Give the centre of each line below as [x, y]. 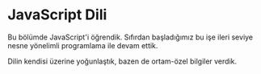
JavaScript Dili [57, 15]
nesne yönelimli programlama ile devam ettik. [83, 45]
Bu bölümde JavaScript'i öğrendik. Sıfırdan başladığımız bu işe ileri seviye [130, 37]
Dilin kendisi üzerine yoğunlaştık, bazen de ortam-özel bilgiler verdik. [122, 61]
